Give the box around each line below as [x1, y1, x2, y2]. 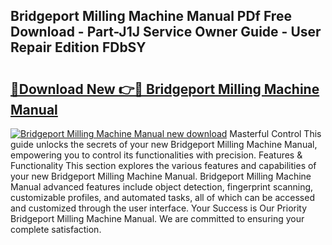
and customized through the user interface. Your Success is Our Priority [10, 202, 308, 214]
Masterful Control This [229, 128, 322, 139]
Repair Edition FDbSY [10, 39, 147, 56]
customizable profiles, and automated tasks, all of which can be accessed [10, 192, 315, 203]
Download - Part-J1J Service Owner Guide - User [10, 24, 322, 41]
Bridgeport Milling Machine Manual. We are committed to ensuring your [10, 213, 305, 224]
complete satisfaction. [10, 224, 102, 235]
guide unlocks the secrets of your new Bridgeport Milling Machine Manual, [10, 139, 318, 150]
